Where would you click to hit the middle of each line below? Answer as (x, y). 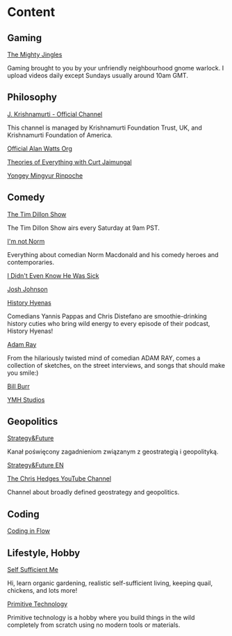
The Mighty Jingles (35, 54)
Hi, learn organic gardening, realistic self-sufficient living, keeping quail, (110, 583)
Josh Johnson (27, 289)
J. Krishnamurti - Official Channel (55, 114)
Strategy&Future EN (35, 465)
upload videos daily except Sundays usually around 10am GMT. (98, 75)
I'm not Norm (26, 241)
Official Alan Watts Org (40, 148)
